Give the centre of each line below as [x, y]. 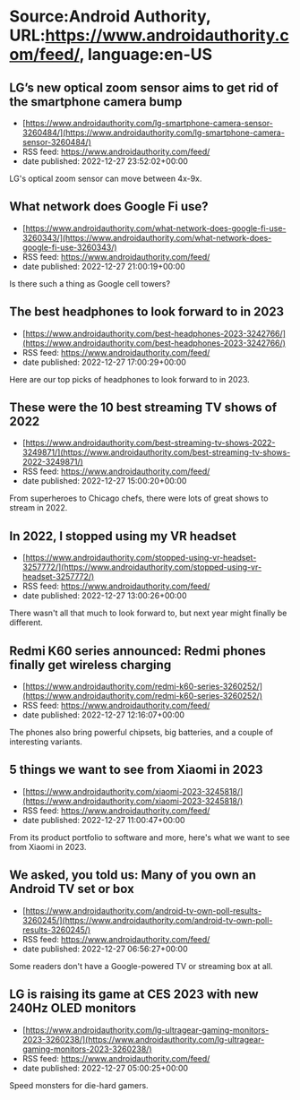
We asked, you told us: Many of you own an [133, 875]
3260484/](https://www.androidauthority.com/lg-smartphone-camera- [153, 133]
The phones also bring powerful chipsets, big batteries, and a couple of [141, 733]
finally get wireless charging [90, 665]
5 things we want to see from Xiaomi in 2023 [136, 770]
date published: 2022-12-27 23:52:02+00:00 [105, 161]
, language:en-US [146, 55]
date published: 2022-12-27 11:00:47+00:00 [103, 820]
